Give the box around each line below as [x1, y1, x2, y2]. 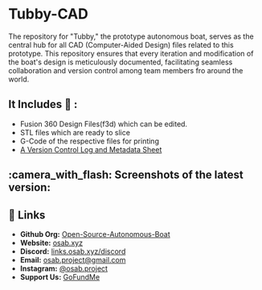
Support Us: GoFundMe [19, 271, 100, 282]
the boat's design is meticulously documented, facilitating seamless [8, 57, 233, 67]
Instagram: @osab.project [19, 263, 108, 273]
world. [8, 74, 30, 84]
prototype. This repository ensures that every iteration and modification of [8, 48, 254, 58]
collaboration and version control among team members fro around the [8, 65, 244, 75]
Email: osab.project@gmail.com [19, 255, 126, 264]
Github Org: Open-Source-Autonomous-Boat [19, 229, 170, 238]
